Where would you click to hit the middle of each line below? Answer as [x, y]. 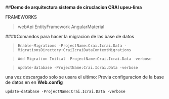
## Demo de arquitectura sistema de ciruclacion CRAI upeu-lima [74, 7]
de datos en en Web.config [34, 82]
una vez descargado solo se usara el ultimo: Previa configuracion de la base [85, 77]
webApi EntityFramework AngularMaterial [61, 27]
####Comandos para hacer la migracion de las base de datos [70, 36]
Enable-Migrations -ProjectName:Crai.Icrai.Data [70, 46]
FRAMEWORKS [21, 17]
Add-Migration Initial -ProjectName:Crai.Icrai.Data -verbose [85, 59]
